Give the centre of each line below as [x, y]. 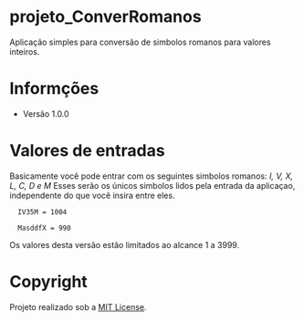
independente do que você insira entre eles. [92, 195]
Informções [54, 89]
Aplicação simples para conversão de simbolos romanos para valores [140, 42]
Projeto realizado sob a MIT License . [78, 306]
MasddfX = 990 [44, 228]
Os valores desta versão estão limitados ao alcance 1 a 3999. [125, 244]
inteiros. [25, 51]
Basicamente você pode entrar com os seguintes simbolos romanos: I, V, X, [152, 176]
